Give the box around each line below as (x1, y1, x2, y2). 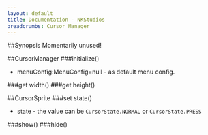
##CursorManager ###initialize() (7, 55, 100, 63)
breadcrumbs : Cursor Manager (7, 22, 90, 29)
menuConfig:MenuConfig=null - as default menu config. (16, 67, 175, 76)
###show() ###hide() (7, 121, 68, 129)
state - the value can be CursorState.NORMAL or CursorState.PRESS (16, 107, 202, 116)
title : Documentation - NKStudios (7, 16, 106, 23)
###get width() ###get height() (7, 81, 95, 89)
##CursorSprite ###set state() (7, 94, 92, 102)
